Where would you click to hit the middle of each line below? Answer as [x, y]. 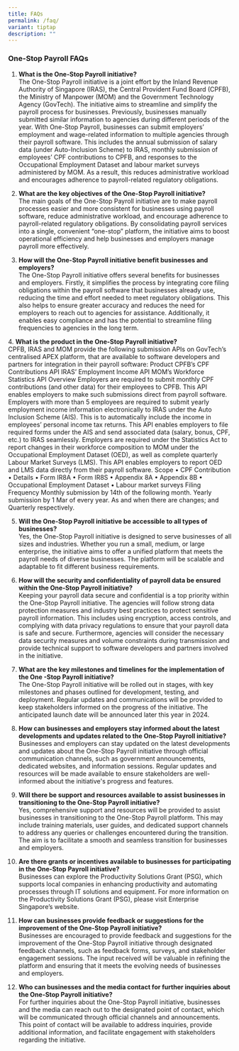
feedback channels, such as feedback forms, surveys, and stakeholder [122, 950]
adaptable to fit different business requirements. [89, 566]
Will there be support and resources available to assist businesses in [122, 795]
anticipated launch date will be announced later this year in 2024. [114, 715]
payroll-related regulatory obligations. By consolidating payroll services [123, 224]
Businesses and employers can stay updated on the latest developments [124, 743]
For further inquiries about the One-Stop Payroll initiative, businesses [119, 1002]
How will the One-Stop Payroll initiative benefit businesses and [113, 260]
